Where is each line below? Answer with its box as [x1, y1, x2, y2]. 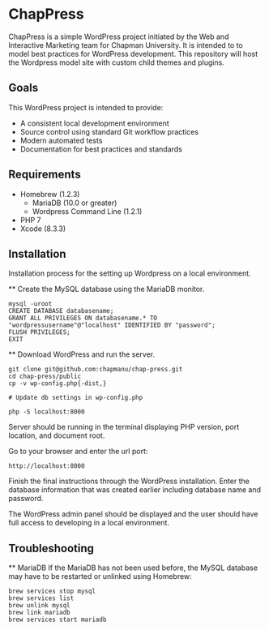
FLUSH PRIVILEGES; [8, 328, 70, 336]
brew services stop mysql [8, 587, 96, 596]
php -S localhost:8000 [8, 408, 85, 416]
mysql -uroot [8, 300, 53, 308]
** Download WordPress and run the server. [8, 349, 156, 359]
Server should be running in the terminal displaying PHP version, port [8, 422, 240, 432]
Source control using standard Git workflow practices [19, 126, 199, 136]
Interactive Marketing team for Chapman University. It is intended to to [8, 40, 243, 49]
